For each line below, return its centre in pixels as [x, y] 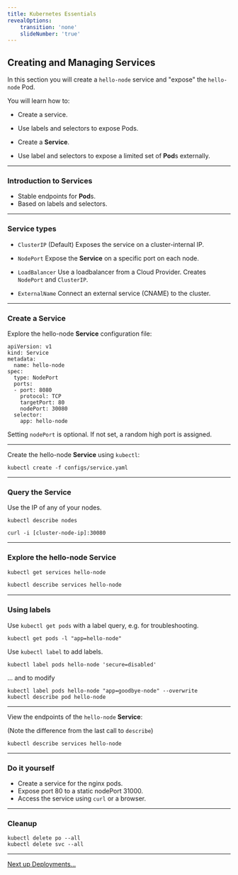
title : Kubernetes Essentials [52, 14]
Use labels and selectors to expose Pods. [78, 128]
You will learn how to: [39, 101]
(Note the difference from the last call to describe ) [80, 730]
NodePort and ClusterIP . [53, 279]
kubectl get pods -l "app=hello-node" [64, 638]
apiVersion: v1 [30, 346]
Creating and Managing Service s [81, 62]
